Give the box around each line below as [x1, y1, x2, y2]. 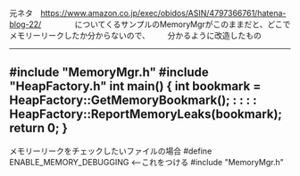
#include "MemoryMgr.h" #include [9, 65, 210, 80]
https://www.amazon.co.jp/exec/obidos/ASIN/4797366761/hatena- [40, 8, 287, 18]
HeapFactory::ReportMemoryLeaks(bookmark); [9, 106, 283, 122]
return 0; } [9, 121, 69, 136]
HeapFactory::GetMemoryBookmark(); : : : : [9, 93, 257, 108]
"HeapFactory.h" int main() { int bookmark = [9, 79, 262, 94]
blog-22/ [9, 19, 42, 29]
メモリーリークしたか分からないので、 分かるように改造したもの [9, 30, 262, 40]
